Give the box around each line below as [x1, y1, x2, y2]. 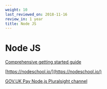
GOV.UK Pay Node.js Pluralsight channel [5, 78, 88, 85]
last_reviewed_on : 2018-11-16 [5, 12, 68, 17]
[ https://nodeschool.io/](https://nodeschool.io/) [5, 69, 102, 75]
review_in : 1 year [5, 16, 43, 21]
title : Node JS [5, 21, 37, 26]
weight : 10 [5, 7, 28, 12]
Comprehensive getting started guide [5, 59, 82, 65]
